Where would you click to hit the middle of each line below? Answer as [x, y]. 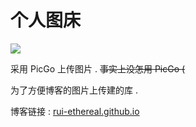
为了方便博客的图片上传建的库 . [74, 90]
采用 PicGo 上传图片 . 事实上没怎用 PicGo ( [98, 68]
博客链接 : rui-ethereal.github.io [75, 111]
